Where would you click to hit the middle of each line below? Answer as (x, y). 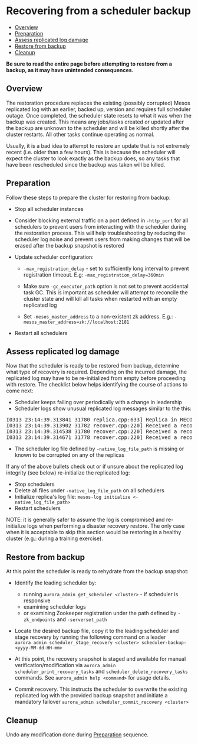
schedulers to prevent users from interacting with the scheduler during (100, 226)
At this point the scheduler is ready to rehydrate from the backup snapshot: (97, 571)
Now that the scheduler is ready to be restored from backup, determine (93, 366)
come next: (20, 391)
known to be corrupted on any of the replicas (70, 455)
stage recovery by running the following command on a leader (90, 637)
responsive (37, 600)
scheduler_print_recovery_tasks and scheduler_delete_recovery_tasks (101, 671)
